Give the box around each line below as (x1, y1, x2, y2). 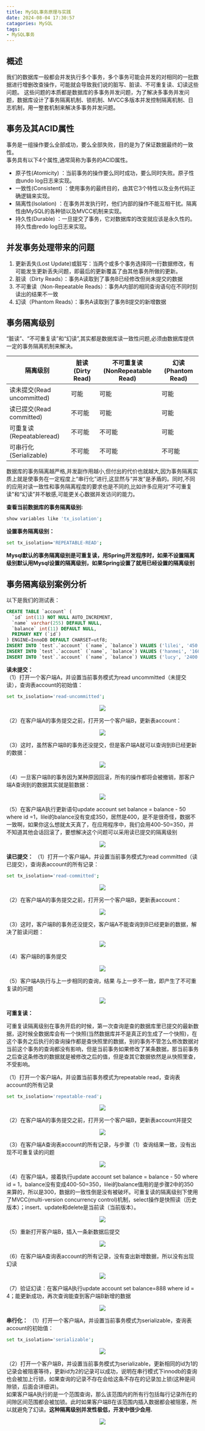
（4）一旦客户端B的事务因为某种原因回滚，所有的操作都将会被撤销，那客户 (6, 773, 195, 781)
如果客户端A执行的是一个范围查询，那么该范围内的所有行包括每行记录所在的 (6, 1391, 197, 1398)
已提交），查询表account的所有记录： (6, 860, 99, 868)
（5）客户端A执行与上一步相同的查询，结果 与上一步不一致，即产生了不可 (6, 977, 191, 984)
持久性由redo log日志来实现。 (15, 223, 90, 230)
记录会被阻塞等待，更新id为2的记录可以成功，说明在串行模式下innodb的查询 (6, 1368, 197, 1375)
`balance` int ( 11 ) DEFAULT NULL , (12, 625, 97, 632)
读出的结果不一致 (15, 290, 59, 297)
